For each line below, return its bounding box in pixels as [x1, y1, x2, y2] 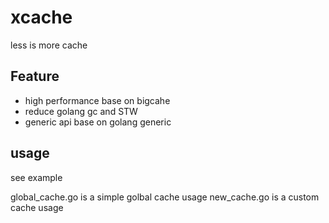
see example [10, 171, 63, 183]
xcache [10, 6, 73, 29]
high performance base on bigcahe [24, 94, 171, 106]
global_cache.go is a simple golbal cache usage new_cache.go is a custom [10, 191, 320, 203]
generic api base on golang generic [24, 116, 172, 128]
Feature [10, 68, 60, 85]
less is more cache [10, 39, 88, 51]
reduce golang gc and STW [24, 105, 138, 117]
